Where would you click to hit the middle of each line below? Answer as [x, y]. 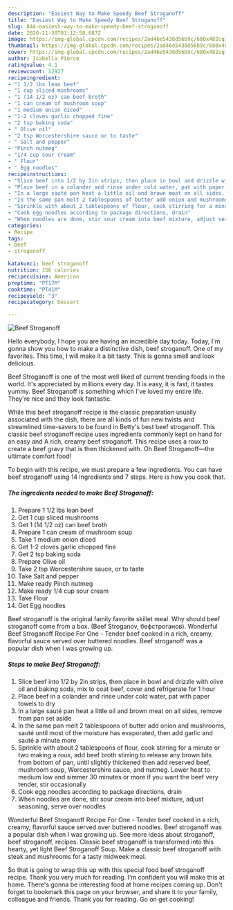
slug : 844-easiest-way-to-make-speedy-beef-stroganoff [88, 26]
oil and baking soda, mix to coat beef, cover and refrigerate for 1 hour [116, 689]
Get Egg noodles [42, 606]
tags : [16, 238]
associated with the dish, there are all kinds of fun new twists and [101, 419]
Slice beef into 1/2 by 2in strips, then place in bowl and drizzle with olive [121, 682]
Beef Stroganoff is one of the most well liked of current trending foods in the [116, 377]
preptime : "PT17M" [34, 283]
